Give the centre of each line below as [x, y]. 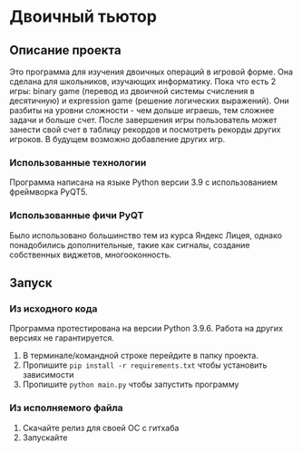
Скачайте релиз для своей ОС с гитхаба [101, 428]
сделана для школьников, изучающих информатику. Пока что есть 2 [143, 82]
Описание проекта [65, 50]
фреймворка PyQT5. [49, 192]
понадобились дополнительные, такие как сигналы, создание [130, 245]
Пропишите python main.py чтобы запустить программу [131, 385]
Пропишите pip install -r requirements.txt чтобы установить [145, 365]
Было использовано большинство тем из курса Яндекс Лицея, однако [146, 235]
